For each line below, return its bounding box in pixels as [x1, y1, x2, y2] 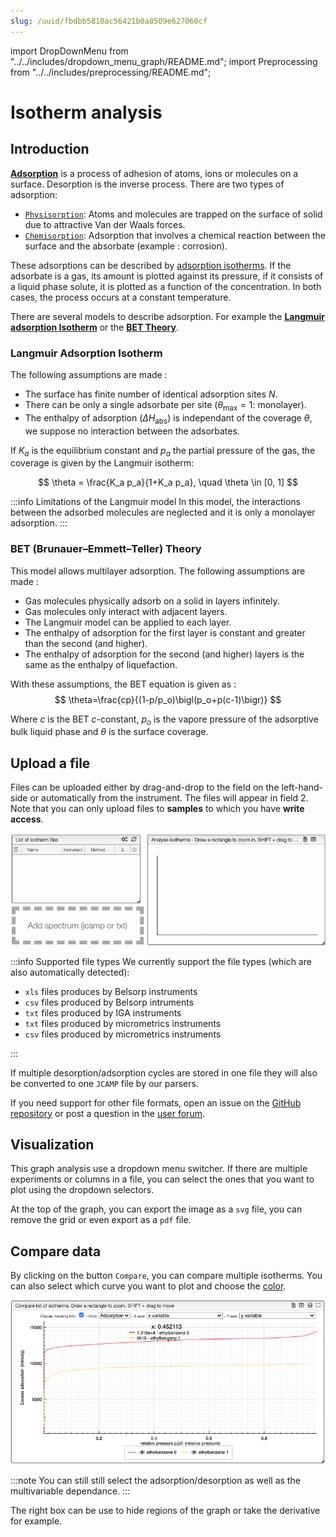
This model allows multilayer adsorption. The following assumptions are [10, 565, 306, 577]
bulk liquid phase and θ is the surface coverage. [10, 726, 209, 738]
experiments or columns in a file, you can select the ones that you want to [10, 1173, 315, 1185]
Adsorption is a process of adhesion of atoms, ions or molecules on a [10, 167, 298, 179]
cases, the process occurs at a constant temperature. [10, 291, 232, 303]
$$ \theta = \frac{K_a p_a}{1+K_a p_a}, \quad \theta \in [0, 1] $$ [38, 476, 298, 489]
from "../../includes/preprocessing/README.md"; [10, 66, 212, 78]
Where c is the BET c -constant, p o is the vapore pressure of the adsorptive [10, 713, 319, 727]
